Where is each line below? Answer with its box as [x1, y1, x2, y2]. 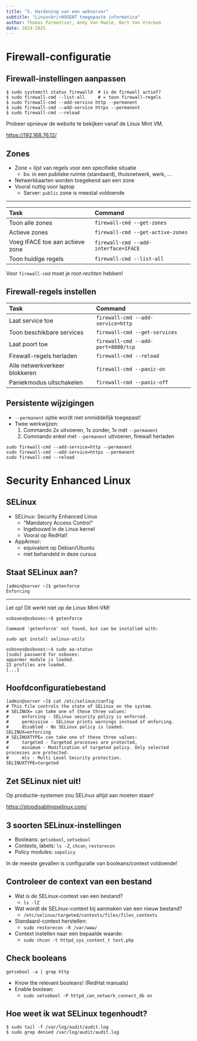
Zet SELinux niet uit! [6, 776, 81, 786]
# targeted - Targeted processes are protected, [6, 740, 138, 746]
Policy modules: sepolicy [14, 848, 76, 855]
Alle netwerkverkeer [9, 361, 65, 370]
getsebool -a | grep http [6, 969, 69, 975]
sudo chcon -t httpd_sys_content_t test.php [23, 937, 134, 943]
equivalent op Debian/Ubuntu [23, 544, 95, 551]
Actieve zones [9, 228, 49, 237]
